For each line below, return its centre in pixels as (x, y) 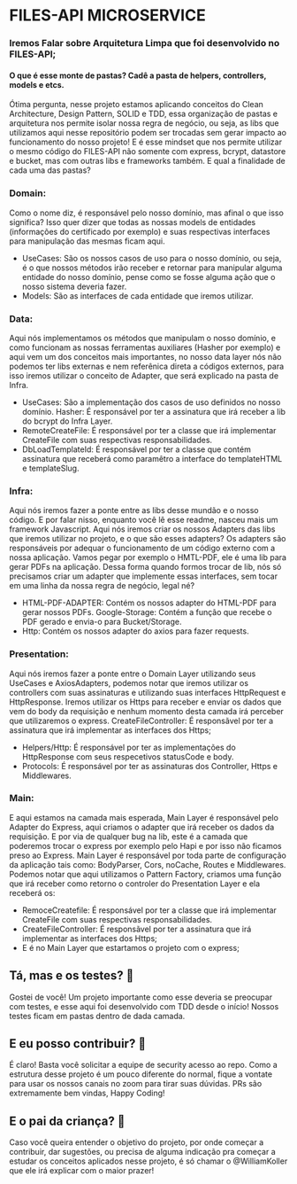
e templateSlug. (50, 468)
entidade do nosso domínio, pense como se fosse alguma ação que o (148, 277)
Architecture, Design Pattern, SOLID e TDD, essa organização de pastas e (144, 114)
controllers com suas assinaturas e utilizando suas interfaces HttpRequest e (148, 692)
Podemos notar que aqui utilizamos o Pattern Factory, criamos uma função (145, 874)
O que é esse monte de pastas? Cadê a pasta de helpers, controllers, (138, 75)
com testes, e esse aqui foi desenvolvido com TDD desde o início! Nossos (144, 1006)
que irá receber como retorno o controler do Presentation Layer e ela (135, 884)
